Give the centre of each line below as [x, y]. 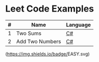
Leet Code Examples [50, 9]
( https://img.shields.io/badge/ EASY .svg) [48, 54]
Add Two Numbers [39, 41]
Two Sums [29, 33]
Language [78, 25]
